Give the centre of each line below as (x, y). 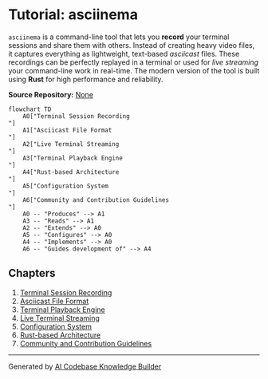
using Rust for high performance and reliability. (86, 79)
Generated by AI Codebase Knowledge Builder (85, 366)
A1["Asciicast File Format (67, 130)
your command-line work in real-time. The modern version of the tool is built (134, 70)
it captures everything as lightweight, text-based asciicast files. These (124, 53)
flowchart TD (30, 109)
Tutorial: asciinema (73, 15)
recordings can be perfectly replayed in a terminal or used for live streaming (134, 62)
